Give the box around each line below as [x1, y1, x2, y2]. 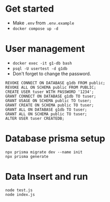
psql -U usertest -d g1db [12, 66, 67, 71]
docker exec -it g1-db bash [12, 60, 72, 66]
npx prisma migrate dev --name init [5, 149, 83, 155]
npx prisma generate [5, 154, 49, 159]
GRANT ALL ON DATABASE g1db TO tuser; [5, 107, 87, 112]
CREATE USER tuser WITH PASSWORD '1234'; [5, 89, 94, 94]
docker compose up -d [12, 26, 58, 31]
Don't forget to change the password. [12, 71, 91, 77]
